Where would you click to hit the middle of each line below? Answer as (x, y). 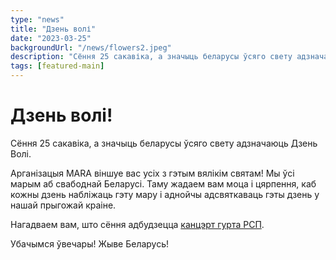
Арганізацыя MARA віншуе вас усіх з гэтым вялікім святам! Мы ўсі (152, 173)
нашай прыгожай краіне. (63, 205)
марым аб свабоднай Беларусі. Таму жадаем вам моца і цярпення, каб (163, 183)
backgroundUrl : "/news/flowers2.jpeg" (91, 47)
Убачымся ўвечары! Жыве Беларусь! (90, 243)
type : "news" (37, 19)
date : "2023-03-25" (51, 38)
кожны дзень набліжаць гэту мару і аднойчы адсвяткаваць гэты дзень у (165, 194)
